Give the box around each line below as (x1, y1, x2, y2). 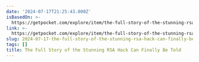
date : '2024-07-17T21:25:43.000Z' (6, 8, 92, 15)
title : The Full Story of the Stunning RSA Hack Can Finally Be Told (6, 47, 182, 53)
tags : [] (6, 42, 28, 48)
